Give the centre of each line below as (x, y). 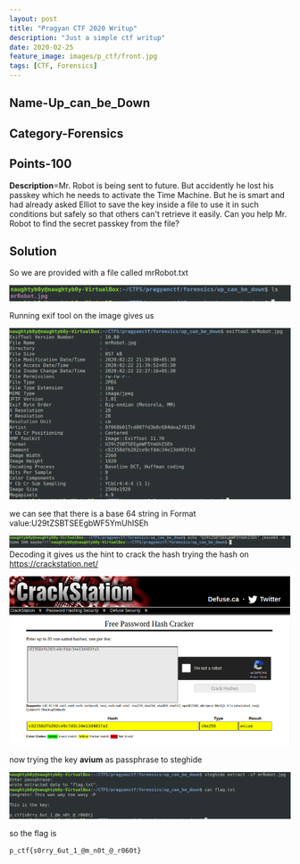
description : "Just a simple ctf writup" (87, 37)
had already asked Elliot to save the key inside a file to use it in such (134, 204)
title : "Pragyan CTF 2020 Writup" (74, 28)
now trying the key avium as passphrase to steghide (106, 760)
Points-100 (41, 164)
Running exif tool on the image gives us (82, 316)
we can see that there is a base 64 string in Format (103, 514)
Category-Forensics (67, 133)
